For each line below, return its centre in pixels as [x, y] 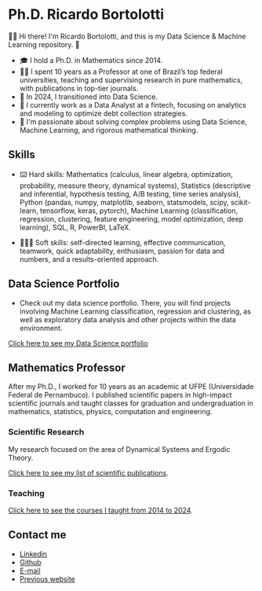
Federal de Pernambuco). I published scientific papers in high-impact [120, 395]
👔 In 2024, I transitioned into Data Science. [89, 97]
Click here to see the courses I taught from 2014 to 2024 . [101, 510]
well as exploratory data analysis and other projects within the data [128, 319]
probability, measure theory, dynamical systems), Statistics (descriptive [135, 185]
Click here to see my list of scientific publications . [88, 472]
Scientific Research [46, 432]
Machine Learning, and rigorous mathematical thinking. [109, 130]
